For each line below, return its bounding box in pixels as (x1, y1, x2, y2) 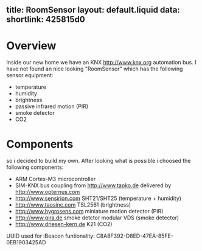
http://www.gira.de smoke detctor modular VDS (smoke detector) (15, 214, 179, 221)
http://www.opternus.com (15, 188, 80, 196)
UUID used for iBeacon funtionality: (6, 232, 96, 239)
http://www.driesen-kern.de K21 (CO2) (15, 221, 113, 228)
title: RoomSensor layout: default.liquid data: (6, 5, 181, 15)
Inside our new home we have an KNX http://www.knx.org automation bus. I (6, 59, 197, 66)
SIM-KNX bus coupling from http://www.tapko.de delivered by (15, 182, 172, 189)
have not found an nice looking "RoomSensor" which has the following (6, 65, 183, 72)
